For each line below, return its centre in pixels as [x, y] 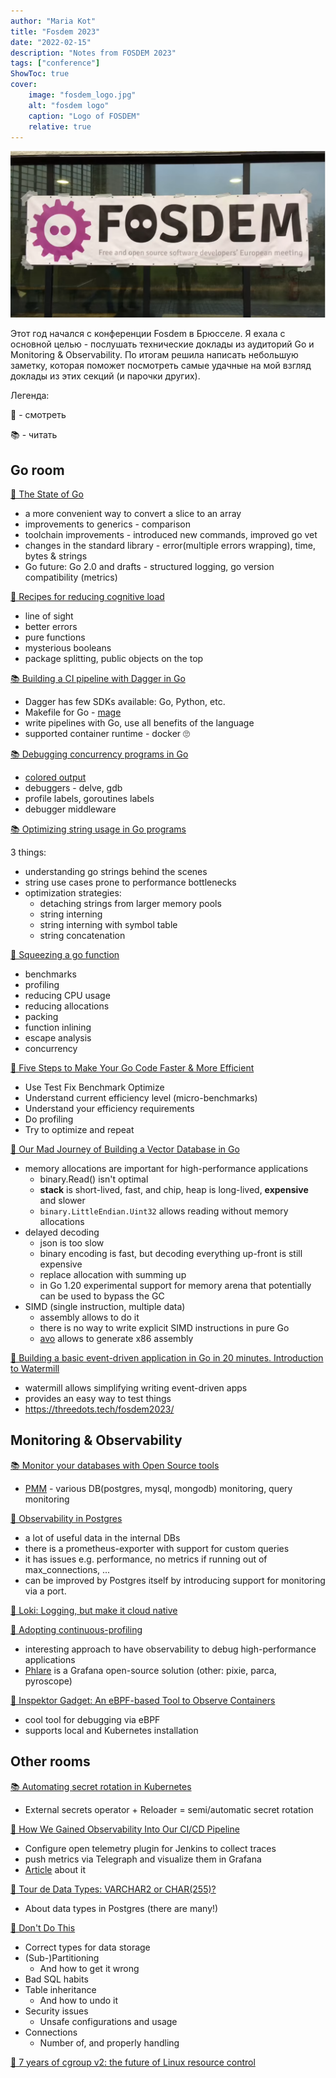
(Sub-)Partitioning [62, 1957]
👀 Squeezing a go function [65, 954]
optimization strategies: [73, 892]
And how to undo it [79, 2000]
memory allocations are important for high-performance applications [166, 1168]
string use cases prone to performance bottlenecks [130, 882]
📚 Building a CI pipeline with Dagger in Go [98, 678]
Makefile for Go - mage [73, 712]
